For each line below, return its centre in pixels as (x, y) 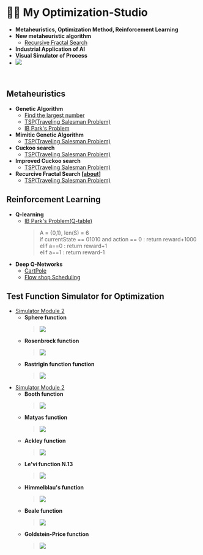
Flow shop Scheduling (52, 277)
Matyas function (46, 417)
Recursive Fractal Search (56, 42)
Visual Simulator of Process (51, 55)
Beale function (43, 511)
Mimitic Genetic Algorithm (49, 135)
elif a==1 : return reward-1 (72, 252)
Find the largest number (54, 115)
